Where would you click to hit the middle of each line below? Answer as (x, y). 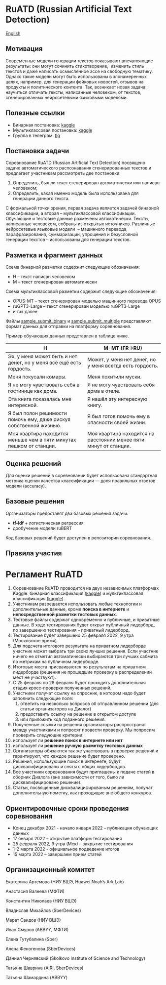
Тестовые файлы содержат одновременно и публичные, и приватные (86, 620)
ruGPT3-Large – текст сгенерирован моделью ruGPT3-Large (76, 306)
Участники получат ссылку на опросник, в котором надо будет (79, 693)
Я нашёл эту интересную (117, 399)
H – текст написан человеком (44, 277)
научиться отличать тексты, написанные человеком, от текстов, (74, 92)
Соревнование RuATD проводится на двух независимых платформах (86, 588)
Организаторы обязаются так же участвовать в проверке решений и (85, 751)
